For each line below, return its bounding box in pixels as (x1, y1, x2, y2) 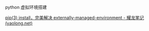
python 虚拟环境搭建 (5, 4, 47, 10)
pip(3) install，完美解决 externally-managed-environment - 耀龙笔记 (5, 15, 145, 21)
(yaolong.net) (5, 20, 33, 26)
